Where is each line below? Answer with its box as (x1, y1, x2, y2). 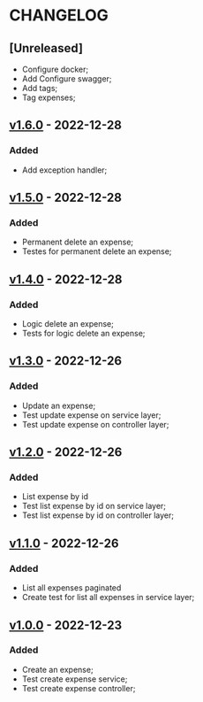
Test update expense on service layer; (21, 409, 162, 420)
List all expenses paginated (21, 582, 122, 593)
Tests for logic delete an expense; (21, 328, 146, 339)
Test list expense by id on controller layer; (21, 510, 175, 521)
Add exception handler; (21, 165, 108, 175)
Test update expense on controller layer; (21, 419, 169, 429)
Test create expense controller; (21, 683, 136, 693)
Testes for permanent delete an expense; (21, 246, 172, 257)
